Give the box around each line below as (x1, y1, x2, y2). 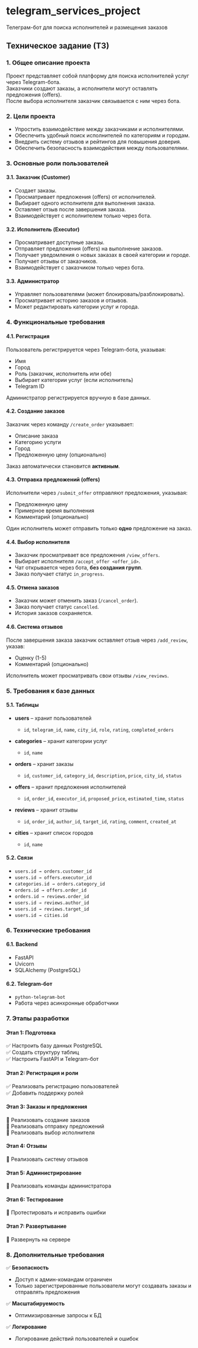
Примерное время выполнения (14, 507, 95, 514)
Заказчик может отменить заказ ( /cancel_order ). (14, 597, 138, 604)
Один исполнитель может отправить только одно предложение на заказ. (6, 525, 192, 532)
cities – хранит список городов (14, 829, 93, 836)
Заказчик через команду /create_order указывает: (6, 420, 134, 427)
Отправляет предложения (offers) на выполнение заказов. (14, 245, 163, 252)
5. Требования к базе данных (6, 687, 95, 695)
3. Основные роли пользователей (6, 159, 109, 167)
